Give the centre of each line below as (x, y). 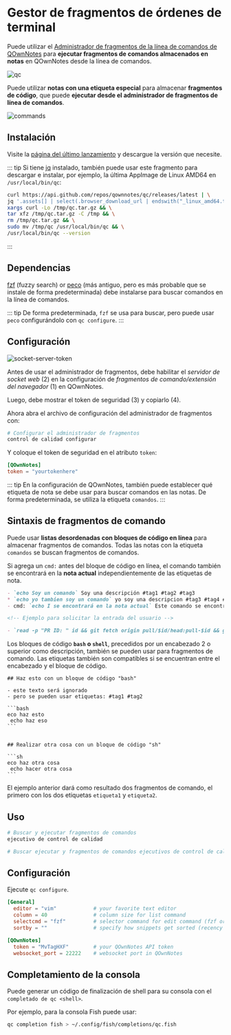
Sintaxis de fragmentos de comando (87, 521)
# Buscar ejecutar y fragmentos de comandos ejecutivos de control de (110, 852)
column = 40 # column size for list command (100, 915)
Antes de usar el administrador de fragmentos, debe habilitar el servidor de (113, 372)
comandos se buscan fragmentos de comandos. (73, 552)
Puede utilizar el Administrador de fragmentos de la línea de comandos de (112, 46)
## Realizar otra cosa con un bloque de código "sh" (84, 745)
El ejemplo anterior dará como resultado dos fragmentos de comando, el (110, 788)
